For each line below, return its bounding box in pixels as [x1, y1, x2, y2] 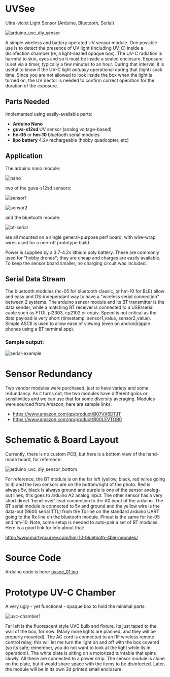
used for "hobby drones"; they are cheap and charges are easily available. [5, 254, 161, 261]
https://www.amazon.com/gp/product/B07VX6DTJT [12, 411, 121, 417]
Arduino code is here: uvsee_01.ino [5, 569, 79, 575]
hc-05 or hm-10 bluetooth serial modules [12, 132, 100, 138]
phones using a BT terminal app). [5, 326, 75, 332]
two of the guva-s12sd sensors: [5, 185, 72, 191]
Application [5, 152, 43, 160]
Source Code [5, 552, 61, 564]
